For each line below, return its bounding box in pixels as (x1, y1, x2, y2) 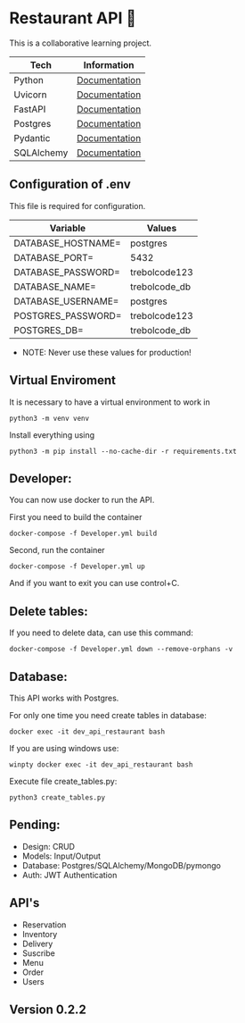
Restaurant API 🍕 (9, 8, 136, 29)
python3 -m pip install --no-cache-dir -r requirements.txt (9, 447, 238, 456)
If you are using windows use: (9, 743, 119, 753)
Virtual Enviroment (9, 373, 117, 388)
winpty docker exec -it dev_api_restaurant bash (9, 760, 193, 769)
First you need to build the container (9, 512, 143, 523)
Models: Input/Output (21, 851, 101, 861)
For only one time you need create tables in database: (9, 710, 208, 720)
